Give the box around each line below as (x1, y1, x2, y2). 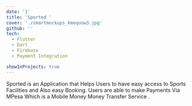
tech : (6, 31, 20, 37)
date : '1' (6, 8, 31, 15)
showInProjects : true (6, 64, 60, 70)
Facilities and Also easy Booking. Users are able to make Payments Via (6, 86, 180, 93)
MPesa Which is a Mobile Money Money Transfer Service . (6, 93, 150, 100)
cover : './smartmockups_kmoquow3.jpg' (6, 20, 103, 26)
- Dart (11, 42, 28, 48)
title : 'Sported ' (6, 14, 52, 20)
